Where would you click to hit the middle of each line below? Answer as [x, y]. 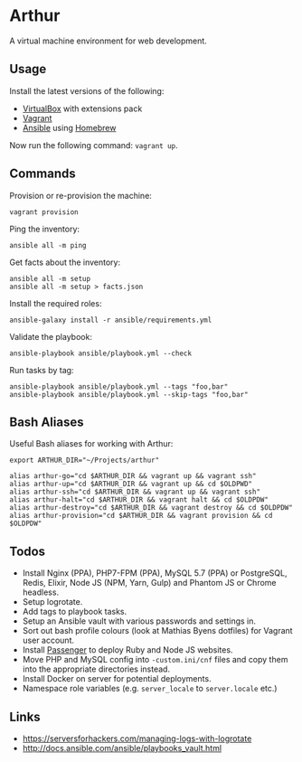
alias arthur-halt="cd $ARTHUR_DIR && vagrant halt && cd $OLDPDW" [139, 500]
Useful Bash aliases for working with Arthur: [91, 444]
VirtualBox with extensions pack [82, 108]
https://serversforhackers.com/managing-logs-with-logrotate [137, 738]
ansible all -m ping [48, 245]
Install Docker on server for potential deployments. [117, 679]
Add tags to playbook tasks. [75, 612]
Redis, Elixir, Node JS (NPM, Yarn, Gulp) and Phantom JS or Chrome [150, 583]
